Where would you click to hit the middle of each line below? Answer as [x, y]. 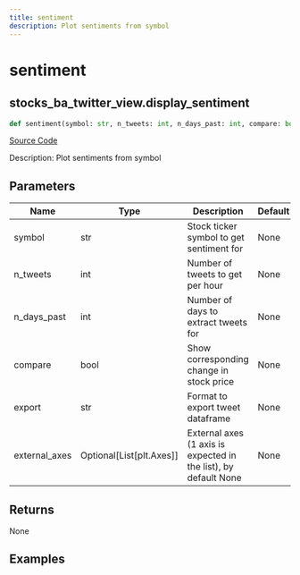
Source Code [33, 140]
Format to [207, 396]
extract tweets [217, 323]
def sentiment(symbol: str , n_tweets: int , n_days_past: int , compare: [145, 123]
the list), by [210, 467]
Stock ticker [212, 226]
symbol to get [216, 238]
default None [215, 478]
